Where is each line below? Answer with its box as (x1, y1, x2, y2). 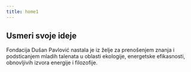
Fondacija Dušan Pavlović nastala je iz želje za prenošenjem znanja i (6, 46, 175, 54)
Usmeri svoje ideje (6, 31, 77, 41)
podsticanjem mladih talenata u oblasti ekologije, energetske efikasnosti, (6, 53, 186, 60)
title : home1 (6, 8, 39, 15)
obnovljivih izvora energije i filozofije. (6, 59, 98, 66)
